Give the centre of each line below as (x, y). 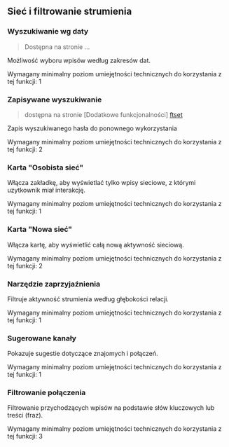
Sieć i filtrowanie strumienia (70, 12)
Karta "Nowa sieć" (40, 229)
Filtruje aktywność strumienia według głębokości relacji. (88, 299)
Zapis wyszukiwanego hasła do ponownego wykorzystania (92, 128)
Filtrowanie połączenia (47, 393)
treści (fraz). (25, 415)
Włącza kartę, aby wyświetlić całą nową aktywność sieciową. (96, 245)
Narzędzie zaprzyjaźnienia (54, 284)
